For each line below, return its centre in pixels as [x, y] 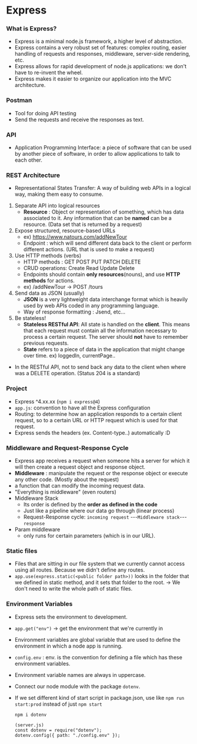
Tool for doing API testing [45, 113]
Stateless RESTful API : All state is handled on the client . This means [106, 325]
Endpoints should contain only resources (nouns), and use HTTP [102, 275]
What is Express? [31, 29]
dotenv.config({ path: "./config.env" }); [67, 735]
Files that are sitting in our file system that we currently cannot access [100, 564]
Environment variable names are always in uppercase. [80, 675]
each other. [29, 160]
